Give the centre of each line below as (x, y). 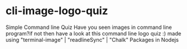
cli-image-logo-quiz (57, 11)
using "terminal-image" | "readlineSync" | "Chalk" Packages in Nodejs (92, 40)
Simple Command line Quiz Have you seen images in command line (89, 27)
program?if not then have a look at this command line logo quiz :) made (93, 33)
